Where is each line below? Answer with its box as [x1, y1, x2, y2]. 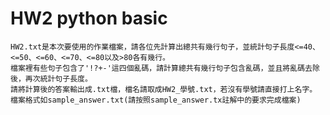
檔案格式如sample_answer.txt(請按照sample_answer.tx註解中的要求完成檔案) [10, 95, 302, 105]
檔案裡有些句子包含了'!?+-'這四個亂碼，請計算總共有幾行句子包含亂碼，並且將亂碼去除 [10, 63, 320, 73]
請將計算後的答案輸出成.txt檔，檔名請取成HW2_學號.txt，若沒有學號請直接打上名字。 [10, 84, 318, 94]
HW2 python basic [10, 7, 168, 30]
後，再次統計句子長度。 [10, 73, 93, 84]
